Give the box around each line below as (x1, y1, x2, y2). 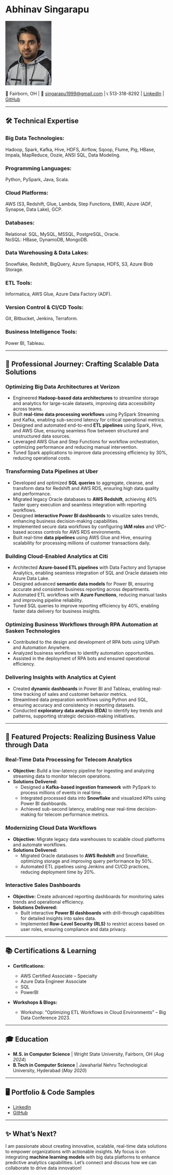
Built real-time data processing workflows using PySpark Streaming (12, 411, 160, 417)
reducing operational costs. (12, 455, 71, 461)
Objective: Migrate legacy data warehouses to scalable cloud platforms (12, 836, 165, 842)
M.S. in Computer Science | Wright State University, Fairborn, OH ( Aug (12, 1051, 164, 1057)
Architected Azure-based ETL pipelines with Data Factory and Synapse (12, 564, 166, 570)
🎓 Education (5, 1035, 49, 1044)
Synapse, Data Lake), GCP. (5, 206, 63, 213)
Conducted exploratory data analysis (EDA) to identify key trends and (12, 707, 163, 713)
